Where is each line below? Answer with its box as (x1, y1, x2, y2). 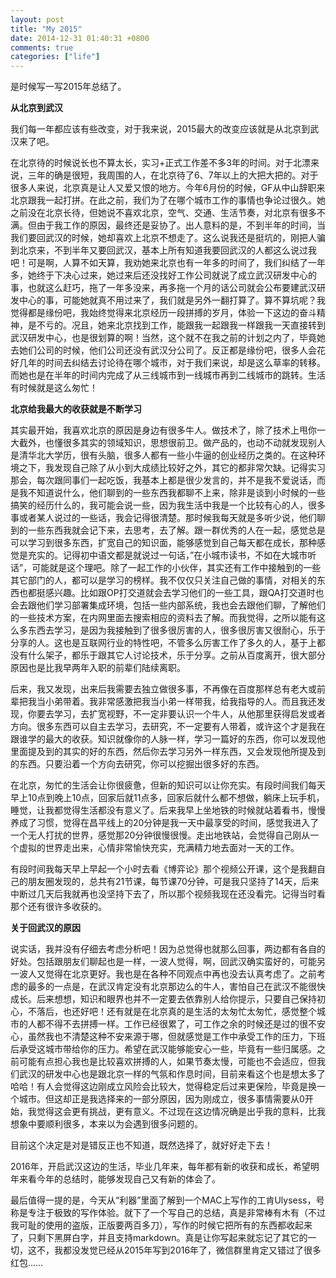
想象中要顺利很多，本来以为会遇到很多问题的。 (10, 1118, 203, 1130)
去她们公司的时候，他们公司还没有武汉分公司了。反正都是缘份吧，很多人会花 (10, 344, 326, 356)
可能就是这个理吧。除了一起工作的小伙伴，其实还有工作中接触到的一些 (31, 562, 322, 574)
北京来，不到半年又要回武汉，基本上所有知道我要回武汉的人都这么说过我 (18, 244, 317, 256)
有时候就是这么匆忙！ (10, 382, 98, 394)
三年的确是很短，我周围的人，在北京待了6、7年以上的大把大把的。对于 (27, 169, 319, 181)
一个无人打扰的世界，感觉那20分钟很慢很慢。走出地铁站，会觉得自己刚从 (10, 829, 311, 841)
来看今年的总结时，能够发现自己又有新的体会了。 (18, 1173, 221, 1185)
